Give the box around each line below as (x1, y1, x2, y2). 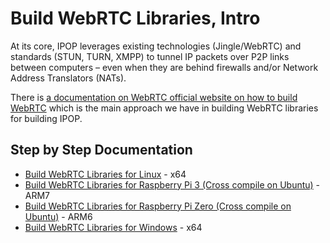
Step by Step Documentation (10, 142, 193, 159)
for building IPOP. (10, 112, 83, 124)
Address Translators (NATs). (10, 72, 127, 84)
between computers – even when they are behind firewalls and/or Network (10, 61, 319, 73)
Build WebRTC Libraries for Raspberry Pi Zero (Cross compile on (24, 200, 292, 212)
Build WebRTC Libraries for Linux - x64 (24, 168, 187, 180)
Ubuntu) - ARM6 (24, 210, 93, 222)
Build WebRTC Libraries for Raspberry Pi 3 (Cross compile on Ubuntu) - (24, 178, 321, 191)
